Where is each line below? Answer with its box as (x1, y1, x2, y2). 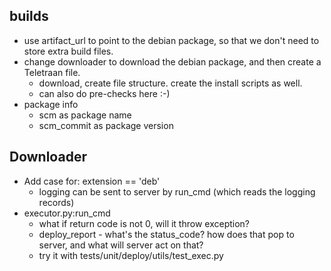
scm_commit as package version (38, 119, 174, 131)
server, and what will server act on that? (38, 239, 204, 251)
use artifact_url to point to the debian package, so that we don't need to (23, 34, 320, 46)
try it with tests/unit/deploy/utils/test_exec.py (38, 249, 224, 261)
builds (9, 8, 49, 25)
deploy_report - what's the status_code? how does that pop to (38, 228, 295, 240)
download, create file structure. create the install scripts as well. (38, 77, 303, 89)
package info (23, 98, 79, 110)
